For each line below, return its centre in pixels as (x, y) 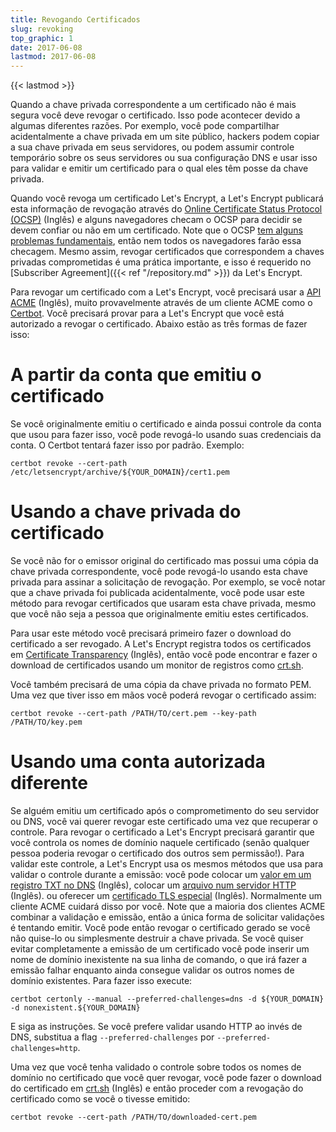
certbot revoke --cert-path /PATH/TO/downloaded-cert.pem (133, 1117)
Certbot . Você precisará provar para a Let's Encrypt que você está (147, 313)
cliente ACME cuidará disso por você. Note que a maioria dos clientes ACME (168, 906)
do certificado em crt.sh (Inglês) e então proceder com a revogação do (157, 1088)
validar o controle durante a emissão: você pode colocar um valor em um (161, 874)
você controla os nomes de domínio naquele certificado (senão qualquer (160, 842)
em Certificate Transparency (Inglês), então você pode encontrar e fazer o (164, 654)
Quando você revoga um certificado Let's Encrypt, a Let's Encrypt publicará (167, 198)
